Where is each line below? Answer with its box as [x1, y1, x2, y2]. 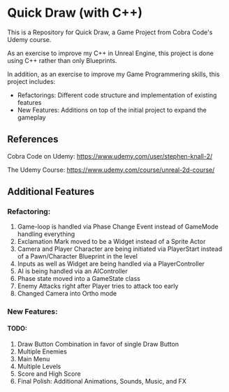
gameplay [17, 113, 47, 122]
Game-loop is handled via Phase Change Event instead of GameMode [17, 222, 219, 231]
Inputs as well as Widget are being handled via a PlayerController [17, 260, 205, 268]
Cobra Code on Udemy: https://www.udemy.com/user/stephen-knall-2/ [7, 152, 213, 160]
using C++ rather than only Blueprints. [7, 56, 117, 64]
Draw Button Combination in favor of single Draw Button [17, 340, 179, 348]
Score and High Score [17, 369, 82, 378]
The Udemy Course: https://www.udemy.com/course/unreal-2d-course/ [7, 166, 215, 174]
